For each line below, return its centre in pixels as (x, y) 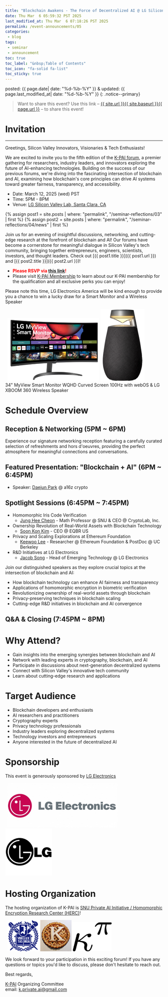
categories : (17, 32)
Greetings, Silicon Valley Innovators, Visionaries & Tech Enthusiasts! (75, 148)
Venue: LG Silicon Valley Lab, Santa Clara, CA (59, 205)
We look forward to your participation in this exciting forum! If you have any (83, 959)
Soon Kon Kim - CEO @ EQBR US (54, 531)
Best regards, (19, 974)
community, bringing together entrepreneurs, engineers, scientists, (74, 251)
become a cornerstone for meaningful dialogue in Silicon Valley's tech (77, 245)
